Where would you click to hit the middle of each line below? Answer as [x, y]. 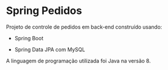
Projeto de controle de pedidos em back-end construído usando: [84, 27]
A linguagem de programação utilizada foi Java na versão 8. [78, 61]
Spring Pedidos [44, 11]
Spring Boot [29, 38]
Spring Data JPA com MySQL [50, 49]
